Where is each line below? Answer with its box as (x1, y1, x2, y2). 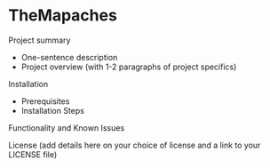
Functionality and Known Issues (8, 122, 125, 133)
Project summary (8, 35, 71, 45)
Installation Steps (20, 105, 85, 116)
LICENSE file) (8, 148, 58, 160)
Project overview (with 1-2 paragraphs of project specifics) (20, 61, 237, 72)
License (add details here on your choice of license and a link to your (8, 140, 261, 150)
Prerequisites (20, 95, 70, 107)
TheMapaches (8, 5, 117, 26)
